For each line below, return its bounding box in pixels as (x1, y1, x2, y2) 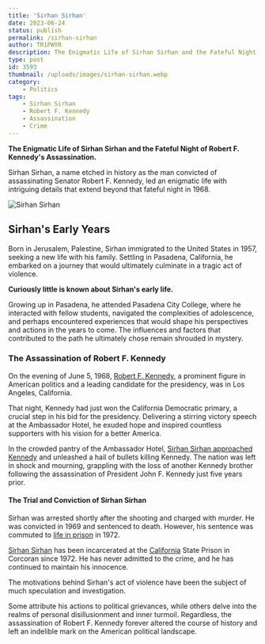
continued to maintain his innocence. (8, 562, 129, 572)
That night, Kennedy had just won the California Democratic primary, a (8, 403, 237, 413)
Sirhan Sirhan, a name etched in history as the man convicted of (8, 167, 218, 177)
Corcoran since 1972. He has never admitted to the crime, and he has (8, 554, 234, 563)
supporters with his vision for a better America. (8, 429, 162, 438)
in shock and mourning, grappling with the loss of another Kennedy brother (8, 460, 254, 470)
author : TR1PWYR (8, 41, 62, 49)
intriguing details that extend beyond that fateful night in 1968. (8, 184, 211, 194)
